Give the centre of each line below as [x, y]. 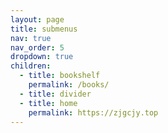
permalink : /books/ [69, 85]
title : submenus [44, 29]
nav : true [31, 38]
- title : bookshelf [60, 76]
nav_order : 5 [37, 47]
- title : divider [55, 94]
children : [31, 66]
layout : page [37, 19]
